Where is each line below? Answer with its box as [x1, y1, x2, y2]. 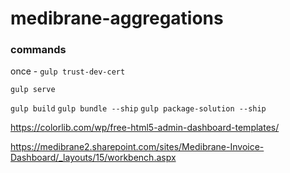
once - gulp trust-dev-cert [10, 65, 126, 77]
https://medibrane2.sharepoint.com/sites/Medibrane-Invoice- [10, 141, 265, 153]
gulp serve [10, 85, 56, 95]
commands [10, 43, 67, 57]
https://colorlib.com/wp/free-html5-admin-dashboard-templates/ [10, 122, 280, 134]
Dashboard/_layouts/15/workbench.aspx [10, 152, 177, 164]
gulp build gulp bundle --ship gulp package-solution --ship [10, 104, 267, 114]
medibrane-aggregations [10, 7, 224, 30]
